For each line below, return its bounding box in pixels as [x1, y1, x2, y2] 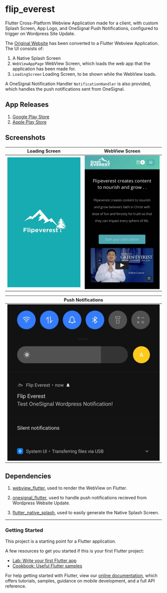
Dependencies [5, 472, 51, 480]
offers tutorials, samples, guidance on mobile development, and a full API [5, 578, 155, 584]
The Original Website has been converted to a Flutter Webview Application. [5, 40, 159, 46]
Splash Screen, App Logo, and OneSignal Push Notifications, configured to [5, 25, 159, 31]
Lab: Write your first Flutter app [12, 557, 77, 564]
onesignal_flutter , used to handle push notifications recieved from [12, 495, 147, 501]
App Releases [5, 101, 49, 109]
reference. [5, 583, 26, 589]
